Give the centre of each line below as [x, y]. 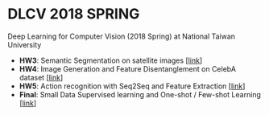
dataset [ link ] [41, 77]
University [25, 44]
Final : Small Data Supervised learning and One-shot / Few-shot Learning [140, 94]
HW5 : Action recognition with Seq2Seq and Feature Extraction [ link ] [132, 86]
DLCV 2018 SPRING [74, 14]
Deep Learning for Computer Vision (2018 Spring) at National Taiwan [121, 36]
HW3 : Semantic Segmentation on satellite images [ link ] [111, 60]
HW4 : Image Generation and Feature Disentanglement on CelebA [128, 68]
